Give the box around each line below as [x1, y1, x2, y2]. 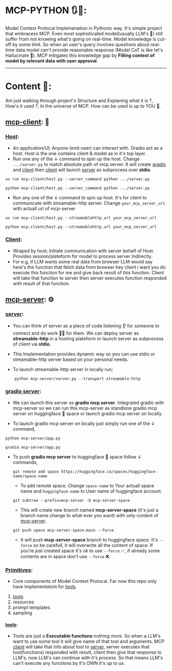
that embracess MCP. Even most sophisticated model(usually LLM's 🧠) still [5, 30, 163, 36]
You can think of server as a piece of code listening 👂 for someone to [12, 322, 160, 329]
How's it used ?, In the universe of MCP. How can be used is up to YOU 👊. [5, 103, 161, 109]
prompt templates [12, 604, 50, 611]
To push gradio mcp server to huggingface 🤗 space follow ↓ [12, 454, 142, 460]
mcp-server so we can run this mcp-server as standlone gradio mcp [12, 405, 157, 411]
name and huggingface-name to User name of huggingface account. [20, 488, 162, 494]
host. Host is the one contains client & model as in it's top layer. [12, 150, 146, 156]
